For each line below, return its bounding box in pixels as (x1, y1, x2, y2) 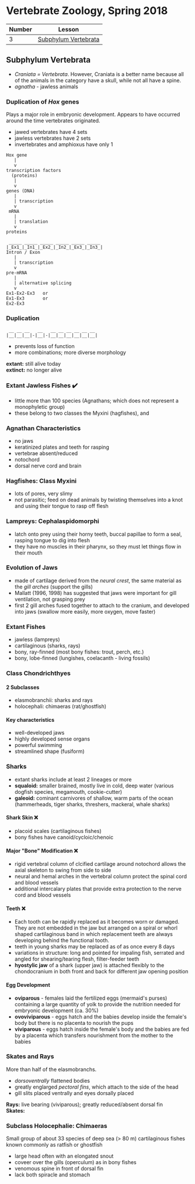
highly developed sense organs (14, 735, 90, 742)
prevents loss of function (14, 343, 75, 350)
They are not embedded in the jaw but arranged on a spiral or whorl (14, 924, 178, 931)
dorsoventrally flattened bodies (14, 1077, 90, 1084)
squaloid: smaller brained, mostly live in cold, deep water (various (14, 782, 174, 789)
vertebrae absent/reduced (14, 449, 78, 457)
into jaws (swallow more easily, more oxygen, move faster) (14, 608, 156, 615)
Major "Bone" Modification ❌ (6, 847, 78, 854)
